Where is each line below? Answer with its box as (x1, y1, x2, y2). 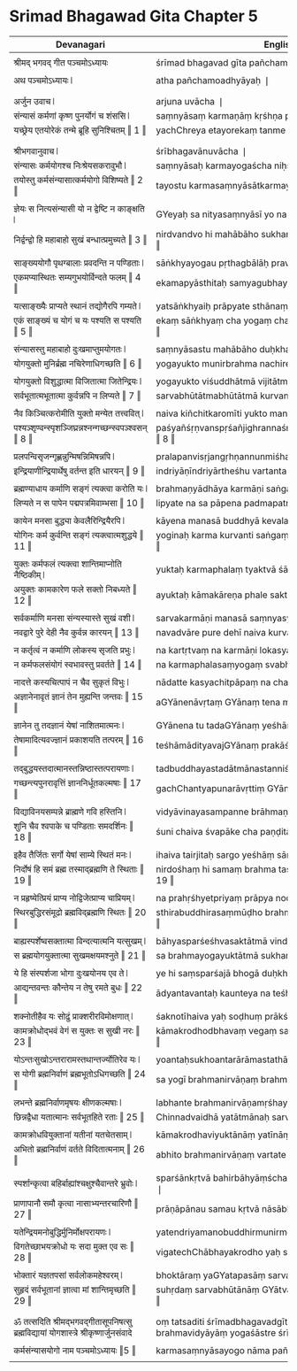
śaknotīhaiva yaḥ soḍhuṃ (156, 1010, 263, 1022)
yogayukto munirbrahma (156, 357, 258, 369)
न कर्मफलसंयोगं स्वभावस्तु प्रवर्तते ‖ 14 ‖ (13, 658, 142, 670)
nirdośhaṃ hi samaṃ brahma (156, 863, 277, 875)
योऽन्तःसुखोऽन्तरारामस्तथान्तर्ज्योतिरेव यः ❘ (13, 1053, 141, 1066)
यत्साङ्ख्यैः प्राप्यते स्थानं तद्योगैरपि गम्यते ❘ (13, 299, 141, 312)
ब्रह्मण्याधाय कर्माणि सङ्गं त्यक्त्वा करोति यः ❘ (13, 482, 148, 495)
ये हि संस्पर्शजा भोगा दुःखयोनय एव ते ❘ (13, 967, 128, 979)
